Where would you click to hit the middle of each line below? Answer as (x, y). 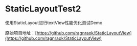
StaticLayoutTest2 (43, 9)
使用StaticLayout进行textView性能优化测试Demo (54, 23)
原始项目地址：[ (21, 33)
